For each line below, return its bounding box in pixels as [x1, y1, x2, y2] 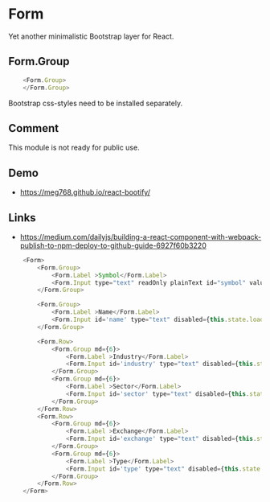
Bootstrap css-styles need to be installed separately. [8, 98, 183, 108]
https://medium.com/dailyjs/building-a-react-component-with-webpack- [19, 232, 262, 241]
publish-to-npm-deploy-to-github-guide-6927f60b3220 [19, 241, 207, 250]
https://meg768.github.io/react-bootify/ [19, 187, 151, 197]
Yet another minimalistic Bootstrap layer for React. [8, 31, 174, 41]
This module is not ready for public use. [8, 142, 140, 153]
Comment [8, 121, 59, 135]
